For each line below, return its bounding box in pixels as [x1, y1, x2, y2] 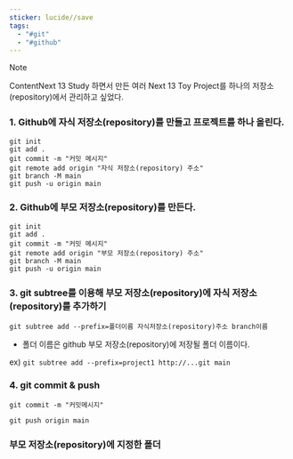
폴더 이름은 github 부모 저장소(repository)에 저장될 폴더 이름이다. [21, 339, 251, 350]
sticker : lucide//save [9, 12, 94, 22]
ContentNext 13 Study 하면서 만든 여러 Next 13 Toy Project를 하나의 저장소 [9, 81, 274, 92]
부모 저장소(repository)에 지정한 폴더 [9, 439, 162, 451]
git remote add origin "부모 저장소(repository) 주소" [9, 248, 204, 258]
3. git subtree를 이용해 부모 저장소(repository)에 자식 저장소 [9, 286, 258, 299]
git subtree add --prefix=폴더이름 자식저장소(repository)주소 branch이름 [9, 322, 269, 332]
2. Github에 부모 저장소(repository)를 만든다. [9, 201, 197, 213]
